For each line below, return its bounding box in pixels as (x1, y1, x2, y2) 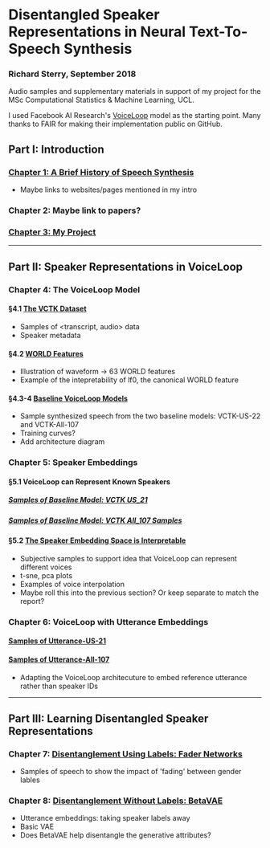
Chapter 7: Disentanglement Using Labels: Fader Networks (8, 748, 243, 760)
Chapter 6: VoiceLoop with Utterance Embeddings (8, 616, 209, 627)
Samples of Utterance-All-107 (8, 654, 110, 664)
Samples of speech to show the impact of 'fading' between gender (19, 767, 242, 777)
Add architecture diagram (19, 437, 105, 446)
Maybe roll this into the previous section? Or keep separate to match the (19, 588, 260, 597)
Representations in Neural (8, 22, 186, 41)
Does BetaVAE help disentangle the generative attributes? (19, 830, 211, 840)
